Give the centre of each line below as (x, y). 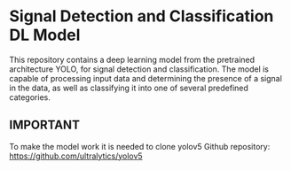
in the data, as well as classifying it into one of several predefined (129, 88)
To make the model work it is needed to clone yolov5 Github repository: (140, 146)
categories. (30, 97)
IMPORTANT (44, 125)
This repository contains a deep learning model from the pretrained (132, 59)
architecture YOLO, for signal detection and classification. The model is (139, 69)
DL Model (45, 35)
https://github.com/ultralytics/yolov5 (76, 156)
